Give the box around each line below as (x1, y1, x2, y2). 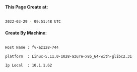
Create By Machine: (5, 30, 47, 36)
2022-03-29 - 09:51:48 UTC (5, 19, 61, 24)
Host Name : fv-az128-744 (5, 45, 59, 50)
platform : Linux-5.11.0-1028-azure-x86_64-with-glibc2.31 (5, 54, 133, 59)
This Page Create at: (5, 4, 48, 10)
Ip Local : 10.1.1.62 (5, 63, 52, 68)
